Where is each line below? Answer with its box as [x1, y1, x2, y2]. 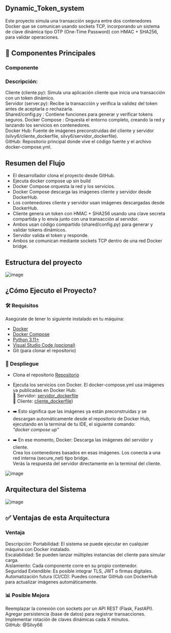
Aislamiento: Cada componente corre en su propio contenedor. [5, 562, 138, 568]
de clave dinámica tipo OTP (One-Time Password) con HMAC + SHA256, [5, 28, 158, 35]
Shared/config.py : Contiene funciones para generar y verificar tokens [5, 111, 153, 117]
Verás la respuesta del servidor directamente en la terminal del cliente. [12, 460, 162, 467]
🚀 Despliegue [5, 360, 39, 367]
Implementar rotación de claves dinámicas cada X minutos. [5, 616, 130, 622]
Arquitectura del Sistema [5, 485, 87, 494]
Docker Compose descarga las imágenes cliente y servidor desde [12, 189, 152, 195]
